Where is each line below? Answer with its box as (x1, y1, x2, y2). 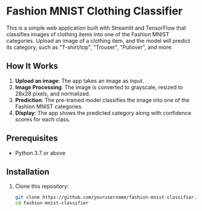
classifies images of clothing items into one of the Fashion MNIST (6, 30, 170, 37)
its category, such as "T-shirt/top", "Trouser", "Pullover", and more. (6, 44, 174, 51)
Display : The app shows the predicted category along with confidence (15, 109, 192, 116)
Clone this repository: (15, 183, 69, 190)
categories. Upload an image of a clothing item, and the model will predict (6, 37, 191, 44)
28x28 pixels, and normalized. (15, 89, 91, 97)
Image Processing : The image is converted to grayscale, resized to (15, 83, 183, 91)
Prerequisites (6, 133, 58, 143)
